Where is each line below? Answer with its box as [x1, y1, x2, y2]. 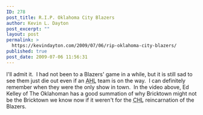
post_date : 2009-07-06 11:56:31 [6, 54, 88, 60]
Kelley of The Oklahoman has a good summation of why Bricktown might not [6, 90, 197, 97]
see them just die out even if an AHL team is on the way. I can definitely [6, 77, 186, 84]
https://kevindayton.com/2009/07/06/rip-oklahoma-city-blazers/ [11, 43, 177, 49]
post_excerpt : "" [6, 25, 50, 32]
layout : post [6, 31, 39, 38]
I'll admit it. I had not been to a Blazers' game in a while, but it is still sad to [6, 70, 193, 77]
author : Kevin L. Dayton [6, 20, 69, 26]
